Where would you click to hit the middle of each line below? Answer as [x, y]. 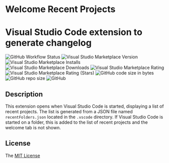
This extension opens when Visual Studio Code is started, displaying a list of [84, 106]
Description [24, 94]
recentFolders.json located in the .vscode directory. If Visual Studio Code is [84, 117]
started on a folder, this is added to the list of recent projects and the [76, 122]
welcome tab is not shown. [33, 127]
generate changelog [48, 43]
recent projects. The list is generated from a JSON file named [69, 111]
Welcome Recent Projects [61, 9]
